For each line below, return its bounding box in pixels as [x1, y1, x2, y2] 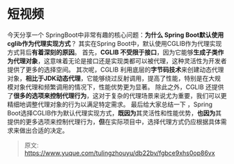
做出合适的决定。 [19, 126, 68, 134]
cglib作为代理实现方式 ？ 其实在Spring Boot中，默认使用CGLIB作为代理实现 [7, 39, 222, 47]
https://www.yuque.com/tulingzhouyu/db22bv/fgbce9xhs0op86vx [24, 149, 215, 157]
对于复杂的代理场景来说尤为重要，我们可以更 [98, 91, 227, 99]
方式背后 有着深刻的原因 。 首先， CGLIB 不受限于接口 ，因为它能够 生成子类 [7, 48, 218, 56]
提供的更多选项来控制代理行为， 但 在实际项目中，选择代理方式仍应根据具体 [7, 117, 221, 126]
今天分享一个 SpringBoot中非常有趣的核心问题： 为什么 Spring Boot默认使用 [7, 31, 224, 39]
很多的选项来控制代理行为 [13, 91, 87, 99]
